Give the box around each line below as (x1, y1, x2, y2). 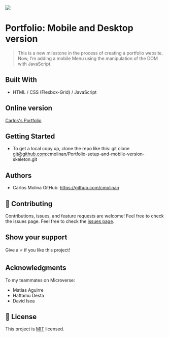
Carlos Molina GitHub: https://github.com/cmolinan (12, 185, 119, 191)
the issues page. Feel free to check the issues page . (5, 218, 115, 224)
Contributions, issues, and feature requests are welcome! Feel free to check (5, 213, 164, 219)
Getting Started (5, 132, 55, 141)
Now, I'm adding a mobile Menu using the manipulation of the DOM (17, 55, 158, 61)
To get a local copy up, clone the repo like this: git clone (12, 146, 130, 152)
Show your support (5, 233, 67, 242)
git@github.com (12, 151, 47, 157)
